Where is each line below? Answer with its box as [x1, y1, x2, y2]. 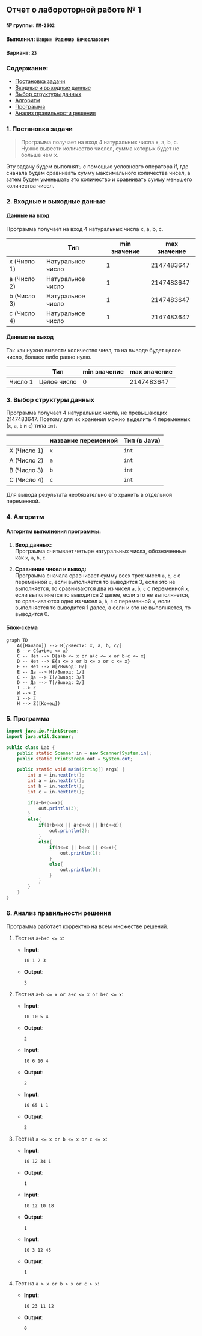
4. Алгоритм [6, 513, 44, 521]
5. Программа [6, 714, 50, 722]
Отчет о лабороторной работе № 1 [6, 5, 141, 15]
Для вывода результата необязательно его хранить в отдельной [6, 491, 173, 499]
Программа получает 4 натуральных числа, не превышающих [6, 409, 167, 417]
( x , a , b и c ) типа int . [6, 422, 58, 429]
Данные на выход [6, 333, 54, 340]
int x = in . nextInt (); [28, 772, 85, 778]
